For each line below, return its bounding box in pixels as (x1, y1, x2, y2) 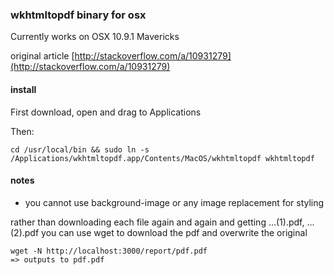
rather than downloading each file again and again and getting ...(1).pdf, (10, 216, 305, 228)
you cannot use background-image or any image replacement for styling (24, 196, 325, 208)
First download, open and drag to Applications (10, 106, 202, 118)
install (10, 83, 37, 95)
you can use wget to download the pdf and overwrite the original (41, 226, 308, 238)
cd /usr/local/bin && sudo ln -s (10, 144, 150, 155)
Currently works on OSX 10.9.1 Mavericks (10, 31, 180, 43)
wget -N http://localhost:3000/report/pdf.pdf (10, 246, 208, 256)
